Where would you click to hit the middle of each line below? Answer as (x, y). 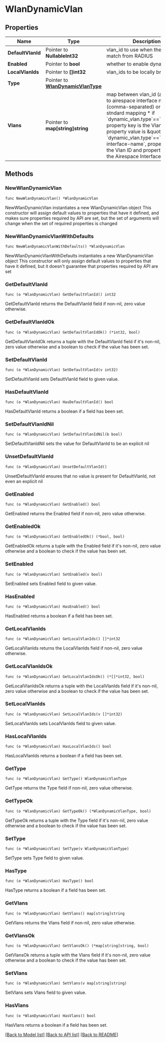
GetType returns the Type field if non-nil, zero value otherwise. (69, 788)
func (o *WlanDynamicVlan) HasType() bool (49, 881)
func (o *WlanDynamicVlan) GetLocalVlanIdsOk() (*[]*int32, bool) (75, 676)
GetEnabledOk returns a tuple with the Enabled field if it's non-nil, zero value (83, 546)
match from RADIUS (130, 56)
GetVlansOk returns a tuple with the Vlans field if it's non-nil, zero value (78, 955)
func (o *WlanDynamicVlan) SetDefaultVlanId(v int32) (62, 370)
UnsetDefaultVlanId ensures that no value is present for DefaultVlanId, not (80, 476)
